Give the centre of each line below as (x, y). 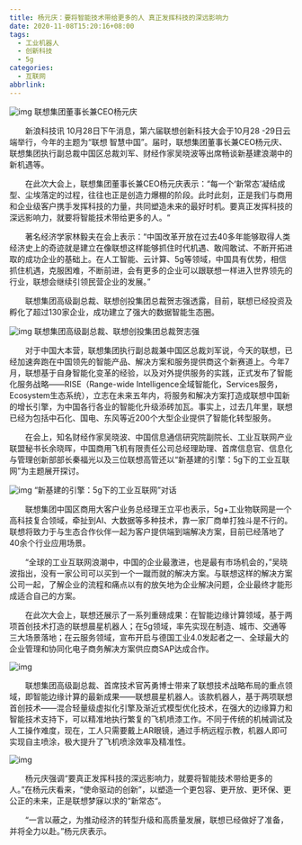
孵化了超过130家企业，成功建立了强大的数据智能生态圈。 (115, 312)
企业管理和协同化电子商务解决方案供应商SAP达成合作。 (111, 649)
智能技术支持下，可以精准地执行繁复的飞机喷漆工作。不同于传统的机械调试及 (151, 719)
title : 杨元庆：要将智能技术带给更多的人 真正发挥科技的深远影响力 (119, 18)
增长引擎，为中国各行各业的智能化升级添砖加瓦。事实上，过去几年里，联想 (155, 406)
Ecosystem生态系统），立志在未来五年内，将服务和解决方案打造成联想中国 (146, 395)
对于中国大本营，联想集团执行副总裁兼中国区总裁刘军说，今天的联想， (155, 350)
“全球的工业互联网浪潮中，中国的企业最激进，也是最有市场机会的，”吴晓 (156, 562)
